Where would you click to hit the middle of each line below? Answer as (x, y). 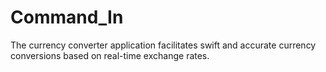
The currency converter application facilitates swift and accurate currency (163, 45)
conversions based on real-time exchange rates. (110, 55)
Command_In (67, 17)
